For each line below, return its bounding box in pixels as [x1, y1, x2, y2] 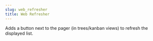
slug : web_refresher [5, 7, 48, 12]
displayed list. [5, 30, 34, 36]
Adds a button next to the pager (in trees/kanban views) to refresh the [5, 25, 148, 31]
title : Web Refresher [5, 12, 50, 17]
